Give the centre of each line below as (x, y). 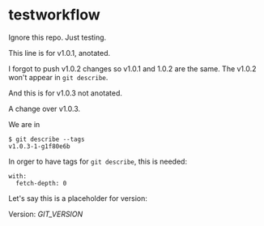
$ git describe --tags (47, 139)
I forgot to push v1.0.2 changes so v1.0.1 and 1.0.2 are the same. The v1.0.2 (132, 68)
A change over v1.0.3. (45, 109)
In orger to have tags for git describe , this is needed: (98, 161)
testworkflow (55, 15)
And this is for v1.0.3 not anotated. (66, 93)
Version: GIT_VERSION (46, 214)
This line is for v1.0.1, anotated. (60, 53)
